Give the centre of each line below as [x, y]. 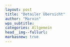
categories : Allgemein [29, 28]
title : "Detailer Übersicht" [35, 14]
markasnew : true [22, 37]
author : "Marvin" [23, 19]
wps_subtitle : [20, 23]
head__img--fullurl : [27, 32]
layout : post [19, 10]
